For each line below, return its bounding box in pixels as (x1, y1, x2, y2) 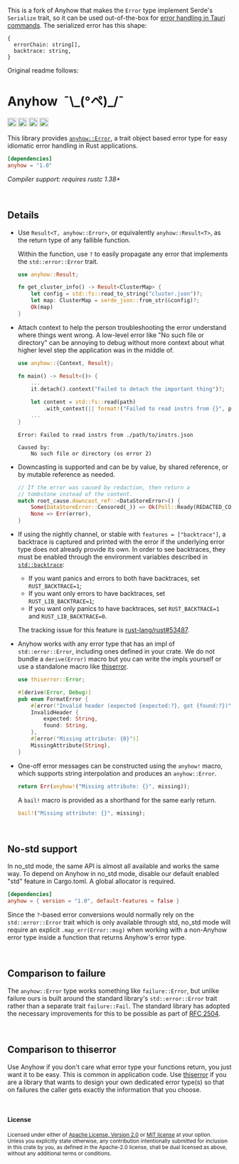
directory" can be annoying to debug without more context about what (17, 338, 225, 346)
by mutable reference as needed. (17, 470, 115, 478)
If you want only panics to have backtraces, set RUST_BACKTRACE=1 (28, 604, 220, 612)
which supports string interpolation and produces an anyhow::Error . (17, 769, 217, 778)
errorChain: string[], (14, 41, 81, 48)
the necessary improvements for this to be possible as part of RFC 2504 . (7, 1009, 221, 1018)
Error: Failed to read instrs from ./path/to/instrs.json (17, 431, 193, 438)
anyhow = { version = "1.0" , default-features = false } (7, 897, 180, 905)
